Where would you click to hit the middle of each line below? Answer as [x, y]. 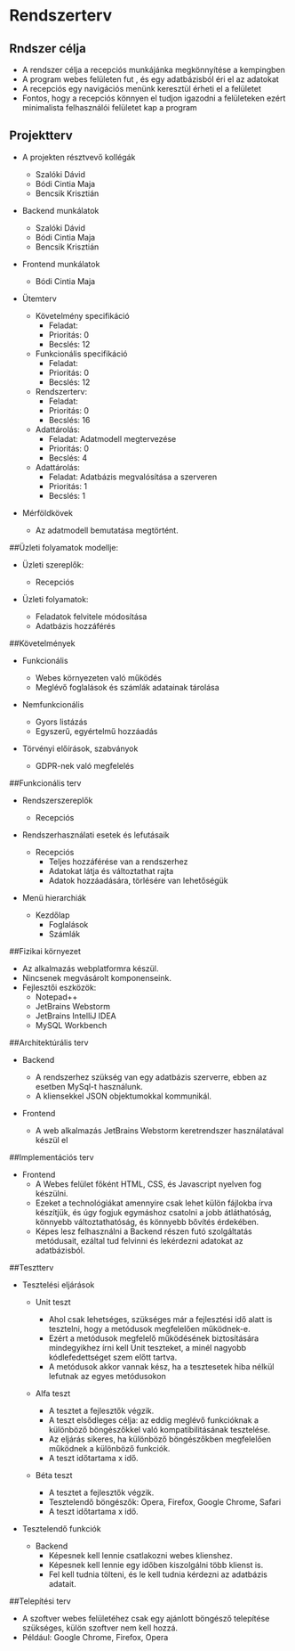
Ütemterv [40, 298]
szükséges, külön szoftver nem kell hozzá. [100, 1628]
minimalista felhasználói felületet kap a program [109, 107]
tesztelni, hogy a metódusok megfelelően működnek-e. [149, 1328]
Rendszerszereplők [57, 800]
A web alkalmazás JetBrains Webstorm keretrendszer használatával [159, 1130]
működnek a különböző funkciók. [109, 1448]
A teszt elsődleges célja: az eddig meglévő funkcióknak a [154, 1420]
